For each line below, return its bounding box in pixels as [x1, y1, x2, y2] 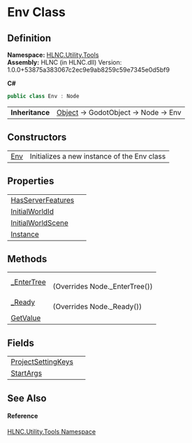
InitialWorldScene [10, 218, 68, 228]
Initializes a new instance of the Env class [29, 151, 166, 161]
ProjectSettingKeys [10, 357, 73, 367]
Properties [7, 175, 54, 187]
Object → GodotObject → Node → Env [57, 107, 182, 117]
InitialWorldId [10, 206, 54, 216]
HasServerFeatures [10, 195, 75, 205]
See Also [7, 392, 47, 404]
